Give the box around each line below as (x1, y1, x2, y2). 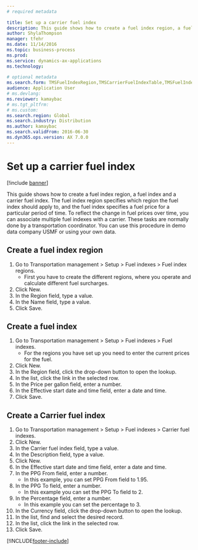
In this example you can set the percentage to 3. (24, 501, 141, 508)
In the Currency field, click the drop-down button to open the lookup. (15, 507, 183, 515)
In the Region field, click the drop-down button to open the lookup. (15, 368, 177, 375)
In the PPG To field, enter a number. (15, 482, 102, 489)
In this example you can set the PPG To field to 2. (24, 489, 143, 496)
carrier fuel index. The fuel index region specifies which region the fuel (6, 196, 179, 204)
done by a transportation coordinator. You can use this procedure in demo (6, 222, 186, 229)
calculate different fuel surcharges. (24, 279, 109, 286)
